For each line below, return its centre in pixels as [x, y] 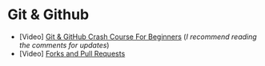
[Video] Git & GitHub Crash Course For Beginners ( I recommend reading [138, 37]
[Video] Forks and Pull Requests [72, 53]
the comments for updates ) [64, 45]
